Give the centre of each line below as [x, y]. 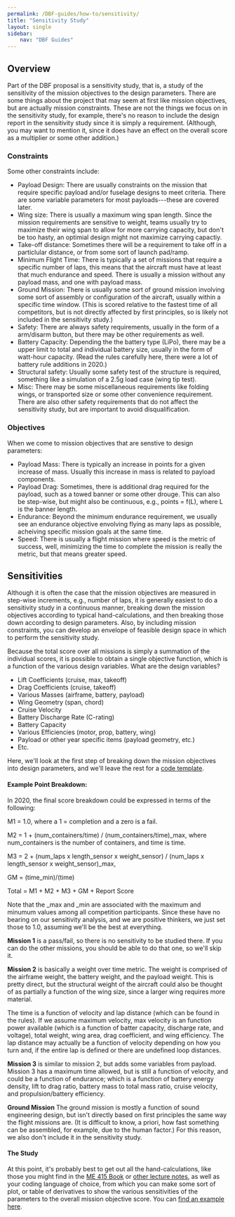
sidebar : [20, 33]
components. [36, 479]
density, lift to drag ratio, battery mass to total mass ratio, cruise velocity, [113, 1086]
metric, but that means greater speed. [72, 554]
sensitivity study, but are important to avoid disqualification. [104, 410]
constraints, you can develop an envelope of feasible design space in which [117, 630]
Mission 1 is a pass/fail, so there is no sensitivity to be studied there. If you [115, 940]
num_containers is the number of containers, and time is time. [96, 843]
